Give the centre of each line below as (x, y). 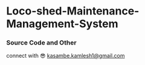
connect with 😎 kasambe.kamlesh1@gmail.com (66, 56)
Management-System (63, 24)
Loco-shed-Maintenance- (73, 11)
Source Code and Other (41, 43)
